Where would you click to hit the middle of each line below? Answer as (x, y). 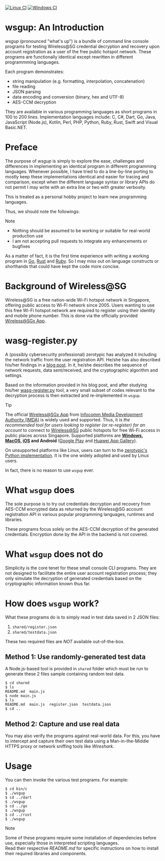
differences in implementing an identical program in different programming (81, 166)
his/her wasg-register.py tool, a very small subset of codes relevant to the (80, 390)
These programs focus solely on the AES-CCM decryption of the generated (82, 529)
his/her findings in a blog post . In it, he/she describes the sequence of (76, 365)
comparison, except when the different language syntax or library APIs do (80, 182)
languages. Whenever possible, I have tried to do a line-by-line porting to (79, 171)
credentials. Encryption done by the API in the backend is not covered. (77, 534)
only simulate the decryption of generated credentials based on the (73, 578)
